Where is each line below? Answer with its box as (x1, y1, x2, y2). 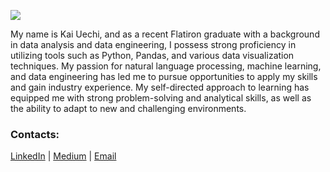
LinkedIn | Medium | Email (10, 150, 117, 162)
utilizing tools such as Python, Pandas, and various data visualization (10, 50, 295, 61)
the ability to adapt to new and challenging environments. (10, 103, 247, 114)
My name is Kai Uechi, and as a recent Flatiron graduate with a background (10, 28, 320, 40)
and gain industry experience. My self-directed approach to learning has (10, 81, 310, 93)
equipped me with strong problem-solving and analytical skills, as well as (10, 92, 312, 104)
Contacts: (10, 127, 60, 141)
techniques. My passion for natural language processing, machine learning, (10, 60, 322, 72)
